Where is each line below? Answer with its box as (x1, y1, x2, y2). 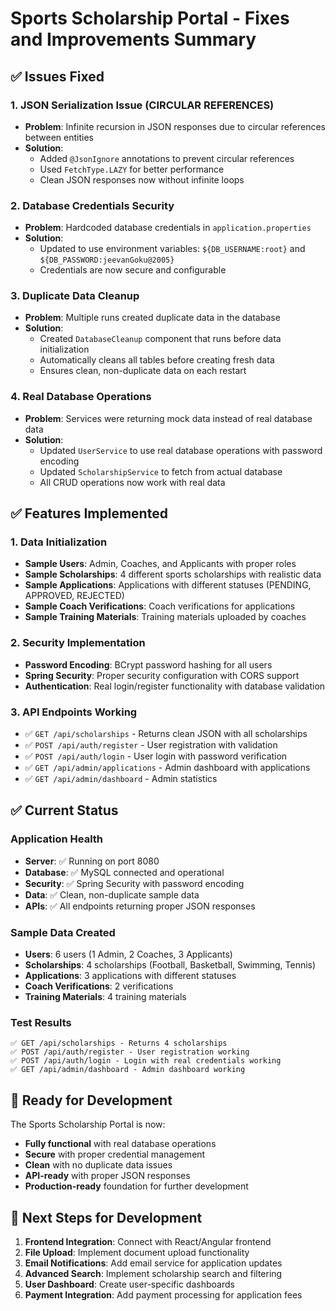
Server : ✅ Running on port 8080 (24, 855, 160, 867)
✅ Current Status (10, 802, 119, 819)
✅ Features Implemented (10, 505, 168, 522)
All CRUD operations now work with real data (39, 476, 226, 488)
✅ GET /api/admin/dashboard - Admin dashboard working (10, 1065, 246, 1075)
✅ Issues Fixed (10, 68, 105, 85)
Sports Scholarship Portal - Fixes (10, 7, 290, 30)
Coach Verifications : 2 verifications (24, 980, 174, 992)
